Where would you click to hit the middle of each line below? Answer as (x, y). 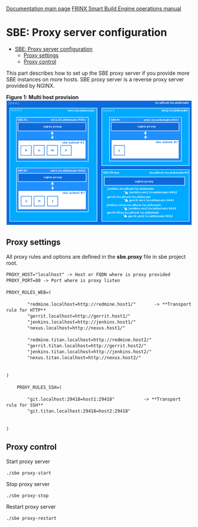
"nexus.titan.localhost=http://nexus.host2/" (85, 358)
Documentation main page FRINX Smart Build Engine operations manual (94, 9)
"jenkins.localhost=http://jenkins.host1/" (82, 322)
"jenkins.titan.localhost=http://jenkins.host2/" (90, 352)
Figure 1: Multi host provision (42, 97)
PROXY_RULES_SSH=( (39, 387)
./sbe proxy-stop (27, 496)
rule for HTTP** (26, 310)
